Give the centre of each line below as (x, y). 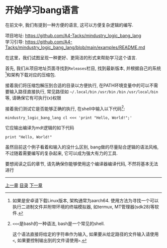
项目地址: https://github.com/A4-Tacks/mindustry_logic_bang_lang (73, 35)
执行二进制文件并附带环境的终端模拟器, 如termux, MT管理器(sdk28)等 (83, 207)
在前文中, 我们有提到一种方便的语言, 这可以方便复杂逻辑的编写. (69, 25)
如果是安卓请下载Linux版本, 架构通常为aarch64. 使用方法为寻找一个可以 (85, 201)
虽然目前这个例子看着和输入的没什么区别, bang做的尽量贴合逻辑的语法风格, (82, 147)
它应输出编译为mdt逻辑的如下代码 (40, 128)
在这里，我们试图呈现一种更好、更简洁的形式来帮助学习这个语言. (71, 57)
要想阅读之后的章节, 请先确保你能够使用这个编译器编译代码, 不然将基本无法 (82, 164)
